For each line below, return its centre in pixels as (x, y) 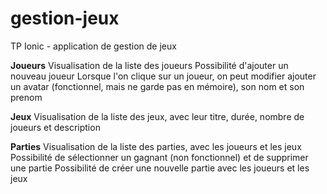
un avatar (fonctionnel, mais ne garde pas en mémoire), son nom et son (157, 86)
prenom (26, 97)
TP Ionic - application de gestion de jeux (93, 46)
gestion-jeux (65, 18)
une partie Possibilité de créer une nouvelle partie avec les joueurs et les (160, 168)
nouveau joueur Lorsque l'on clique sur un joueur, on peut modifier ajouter (163, 76)
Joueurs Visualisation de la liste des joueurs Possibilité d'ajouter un (149, 65)
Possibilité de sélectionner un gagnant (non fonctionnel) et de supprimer (159, 157)
